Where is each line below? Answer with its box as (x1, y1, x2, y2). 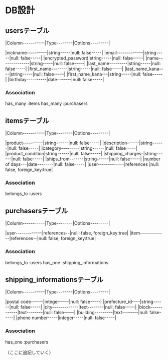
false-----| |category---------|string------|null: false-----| (18, 145, 138, 151)
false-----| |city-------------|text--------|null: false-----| (20, 304, 137, 310)
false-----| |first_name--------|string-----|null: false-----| (5, 66, 124, 72)
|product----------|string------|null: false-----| (5, 140, 101, 146)
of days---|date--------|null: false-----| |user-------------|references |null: (5, 161, 159, 167)
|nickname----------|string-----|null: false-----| (5, 50, 104, 55)
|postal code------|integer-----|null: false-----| (5, 298, 102, 305)
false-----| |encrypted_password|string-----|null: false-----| (20, 55, 145, 61)
